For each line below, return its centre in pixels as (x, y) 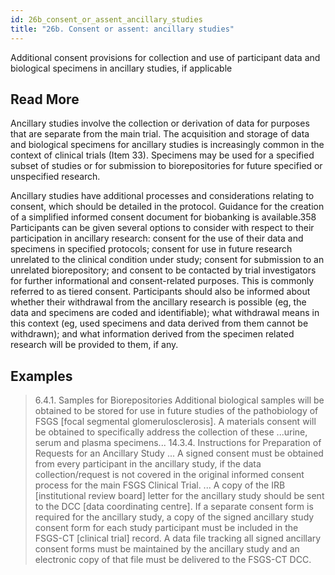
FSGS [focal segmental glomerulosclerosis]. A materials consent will (175, 422)
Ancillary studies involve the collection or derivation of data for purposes (160, 123)
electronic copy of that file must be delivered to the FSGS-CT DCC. (173, 560)
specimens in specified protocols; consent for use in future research (151, 249)
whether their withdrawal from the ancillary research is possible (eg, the (158, 302)
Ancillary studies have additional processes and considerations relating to (162, 196)
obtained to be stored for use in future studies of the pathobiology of (176, 411)
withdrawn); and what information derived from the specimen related (152, 334)
